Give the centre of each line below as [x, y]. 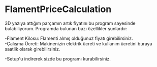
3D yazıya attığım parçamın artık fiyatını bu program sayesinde [70, 23]
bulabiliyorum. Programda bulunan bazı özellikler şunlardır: [66, 28]
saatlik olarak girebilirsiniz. [33, 49]
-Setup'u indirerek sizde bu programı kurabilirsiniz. [58, 58]
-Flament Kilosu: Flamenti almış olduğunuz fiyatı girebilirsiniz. [69, 38]
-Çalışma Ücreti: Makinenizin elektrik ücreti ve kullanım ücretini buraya [78, 43]
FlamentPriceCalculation [58, 9]
